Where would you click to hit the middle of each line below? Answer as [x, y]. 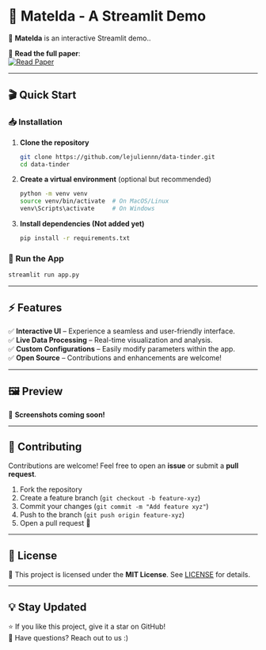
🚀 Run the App [36, 258]
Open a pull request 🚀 [55, 523]
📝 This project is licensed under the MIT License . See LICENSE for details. [129, 575]
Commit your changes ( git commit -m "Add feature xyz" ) [114, 507]
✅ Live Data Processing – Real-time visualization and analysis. [110, 340]
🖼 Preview [36, 392]
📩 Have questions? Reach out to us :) [68, 638]
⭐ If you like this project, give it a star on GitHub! [87, 627]
